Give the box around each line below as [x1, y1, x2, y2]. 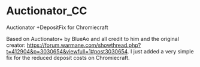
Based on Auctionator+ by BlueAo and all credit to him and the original [6, 35, 180, 42]
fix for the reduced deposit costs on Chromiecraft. [6, 54, 130, 61]
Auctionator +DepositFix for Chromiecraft [6, 24, 109, 31]
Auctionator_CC [6, 4, 87, 18]
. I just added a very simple [127, 47, 194, 55]
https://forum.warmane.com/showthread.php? [26, 42, 141, 49]
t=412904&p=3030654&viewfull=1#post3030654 [6, 47, 128, 55]
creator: [6, 42, 26, 49]
